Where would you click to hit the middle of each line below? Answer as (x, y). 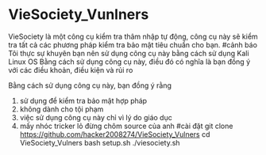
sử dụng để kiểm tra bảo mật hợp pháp (83, 100)
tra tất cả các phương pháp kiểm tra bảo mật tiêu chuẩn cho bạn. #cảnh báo (133, 44)
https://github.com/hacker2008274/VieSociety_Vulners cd (115, 134)
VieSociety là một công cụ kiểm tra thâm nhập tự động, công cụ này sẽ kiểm (133, 36)
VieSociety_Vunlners (79, 15)
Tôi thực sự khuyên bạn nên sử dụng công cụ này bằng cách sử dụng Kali (129, 53)
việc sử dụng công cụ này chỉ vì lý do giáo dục (96, 117)
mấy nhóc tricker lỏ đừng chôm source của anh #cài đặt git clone (126, 126)
